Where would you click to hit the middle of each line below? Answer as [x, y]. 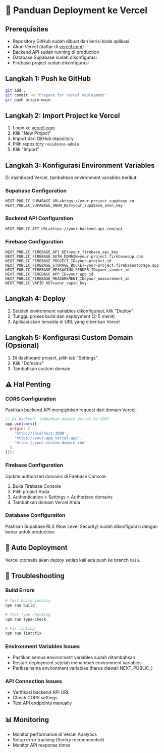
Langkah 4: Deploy [35, 299]
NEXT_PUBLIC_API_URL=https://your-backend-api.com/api [64, 229]
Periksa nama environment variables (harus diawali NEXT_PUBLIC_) [83, 668]
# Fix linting [20, 628]
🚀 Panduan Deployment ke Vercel [76, 10]
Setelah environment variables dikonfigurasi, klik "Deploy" [73, 311]
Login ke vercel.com [34, 128]
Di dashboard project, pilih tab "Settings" [55, 357]
